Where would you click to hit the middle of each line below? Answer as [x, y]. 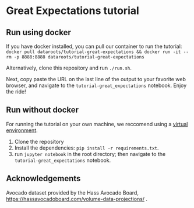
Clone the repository [39, 141]
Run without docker [43, 110]
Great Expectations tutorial [73, 11]
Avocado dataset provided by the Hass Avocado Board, [72, 193]
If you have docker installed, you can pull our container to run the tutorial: [94, 46]
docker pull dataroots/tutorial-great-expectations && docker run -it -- [98, 52]
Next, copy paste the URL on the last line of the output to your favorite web [96, 79]
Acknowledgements [43, 178]
